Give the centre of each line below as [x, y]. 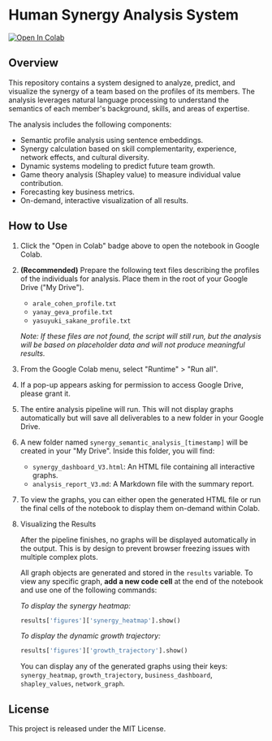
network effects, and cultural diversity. [84, 157]
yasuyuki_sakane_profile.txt [82, 321]
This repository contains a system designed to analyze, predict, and [122, 82]
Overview [34, 63]
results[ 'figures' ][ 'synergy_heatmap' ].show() [100, 620]
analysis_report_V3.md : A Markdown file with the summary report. [143, 483]
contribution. [41, 183]
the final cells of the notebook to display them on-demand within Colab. [140, 508]
